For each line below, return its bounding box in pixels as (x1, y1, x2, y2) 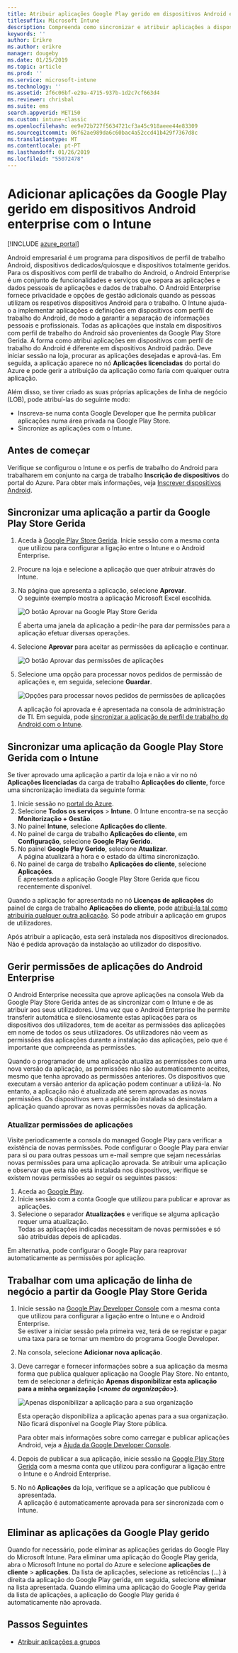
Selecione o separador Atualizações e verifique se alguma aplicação (17, 1210, 220, 1218)
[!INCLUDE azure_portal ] (7, 239, 79, 248)
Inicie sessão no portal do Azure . (17, 799, 114, 808)
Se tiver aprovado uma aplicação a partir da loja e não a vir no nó (7, 771, 198, 779)
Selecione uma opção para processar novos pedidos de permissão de (17, 670, 222, 679)
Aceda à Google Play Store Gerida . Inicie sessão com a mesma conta (17, 536, 220, 545)
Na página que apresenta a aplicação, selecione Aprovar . (17, 586, 186, 595)
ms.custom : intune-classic (7, 116, 87, 123)
